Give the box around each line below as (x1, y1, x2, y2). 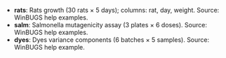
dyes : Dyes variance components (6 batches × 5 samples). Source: (13, 36, 210, 44)
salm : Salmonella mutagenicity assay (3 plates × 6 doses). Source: (13, 21, 207, 29)
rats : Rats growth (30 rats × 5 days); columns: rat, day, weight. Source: (13, 6, 220, 14)
